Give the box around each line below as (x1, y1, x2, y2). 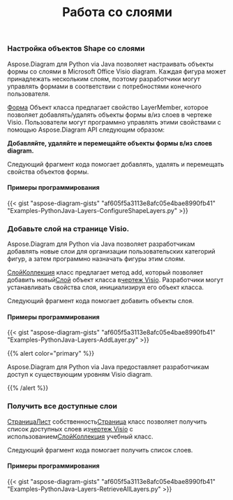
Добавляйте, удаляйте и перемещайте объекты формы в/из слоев (7, 139, 213, 147)
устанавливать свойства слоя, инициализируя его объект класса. (7, 283, 204, 291)
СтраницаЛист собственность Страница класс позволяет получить (7, 417, 207, 426)
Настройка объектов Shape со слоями (7, 43, 145, 53)
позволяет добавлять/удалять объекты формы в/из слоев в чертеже (7, 110, 213, 119)
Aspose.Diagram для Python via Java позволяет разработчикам (7, 239, 195, 249)
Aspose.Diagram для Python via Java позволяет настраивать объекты (7, 60, 214, 68)
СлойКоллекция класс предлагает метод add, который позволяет (7, 268, 204, 277)
